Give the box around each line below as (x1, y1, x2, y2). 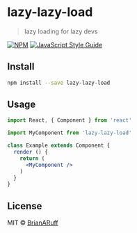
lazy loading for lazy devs (24, 27, 99, 35)
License (7, 200, 42, 212)
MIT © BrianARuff (7, 218, 58, 227)
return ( (19, 154, 45, 162)
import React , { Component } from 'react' (7, 117, 132, 124)
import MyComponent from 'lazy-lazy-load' (7, 129, 132, 136)
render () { (13, 149, 49, 156)
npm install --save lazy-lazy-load (7, 79, 111, 86)
